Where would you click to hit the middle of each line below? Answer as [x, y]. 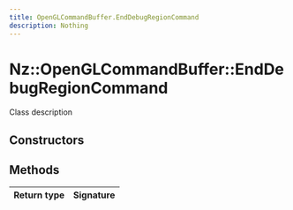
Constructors [47, 140]
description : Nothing [49, 26]
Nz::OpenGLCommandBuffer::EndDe [147, 69]
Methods [34, 170]
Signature [94, 195]
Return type [39, 195]
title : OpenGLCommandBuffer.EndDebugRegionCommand [104, 17]
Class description [41, 112]
